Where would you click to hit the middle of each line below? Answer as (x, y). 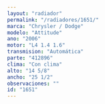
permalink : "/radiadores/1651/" (53, 20)
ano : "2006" (24, 39)
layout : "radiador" (35, 13)
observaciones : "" (33, 83)
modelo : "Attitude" (35, 32)
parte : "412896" (30, 58)
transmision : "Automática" (45, 52)
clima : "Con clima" (35, 64)
